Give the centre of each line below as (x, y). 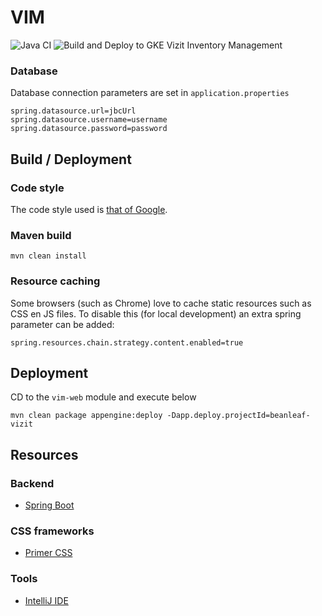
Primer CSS (48, 553)
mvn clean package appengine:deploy (86, 416)
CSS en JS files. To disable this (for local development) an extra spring (156, 313)
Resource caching (55, 281)
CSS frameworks (52, 531)
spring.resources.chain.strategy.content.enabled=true (127, 342)
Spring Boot (49, 505)
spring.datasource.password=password (89, 129)
